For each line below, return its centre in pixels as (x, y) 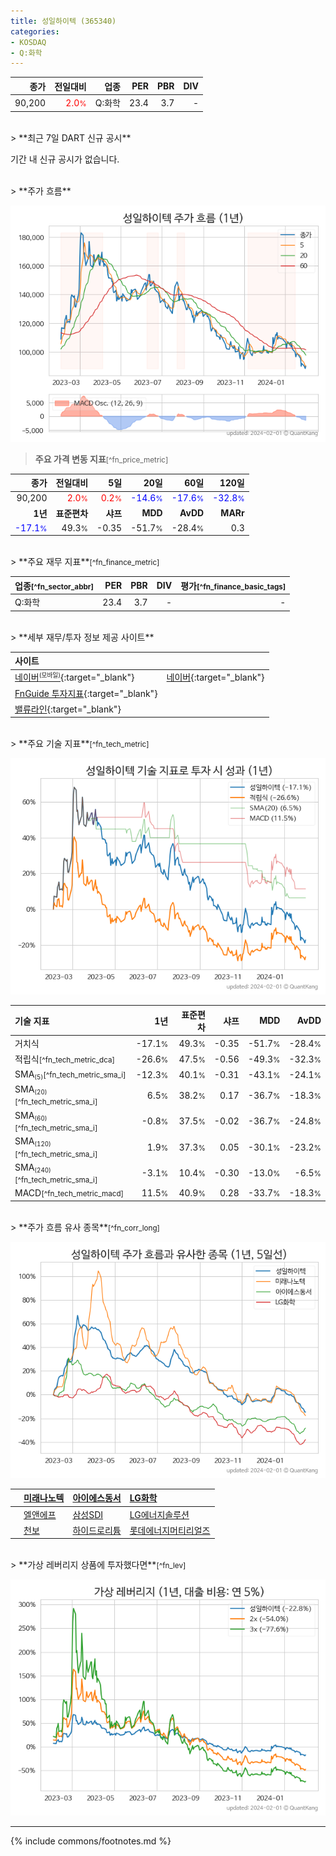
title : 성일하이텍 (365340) (63, 21)
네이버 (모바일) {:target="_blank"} (74, 677)
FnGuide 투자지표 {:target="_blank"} (86, 693)
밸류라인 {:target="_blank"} (68, 709)
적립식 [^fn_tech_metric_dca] (65, 1059)
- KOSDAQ (28, 42)
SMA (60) (31, 1115)
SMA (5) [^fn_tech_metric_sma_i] (70, 1074)
